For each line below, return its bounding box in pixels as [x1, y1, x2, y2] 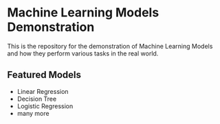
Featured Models [7, 69, 81, 81]
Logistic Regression [16, 101, 74, 110]
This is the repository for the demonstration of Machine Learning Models [7, 42, 213, 50]
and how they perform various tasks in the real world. [7, 49, 159, 58]
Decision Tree [16, 95, 57, 103]
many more [16, 109, 49, 117]
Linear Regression [16, 87, 69, 95]
